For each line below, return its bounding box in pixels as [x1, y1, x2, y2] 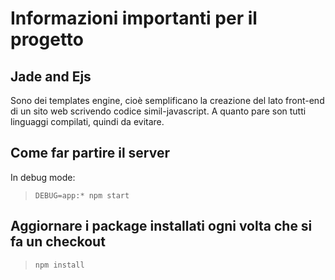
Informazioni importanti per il [10, 7, 258, 30]
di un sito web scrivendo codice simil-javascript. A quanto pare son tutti [10, 105, 307, 117]
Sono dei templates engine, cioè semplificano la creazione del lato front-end [10, 95, 325, 106]
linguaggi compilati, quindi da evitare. [10, 116, 165, 127]
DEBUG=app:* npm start [34, 190, 130, 201]
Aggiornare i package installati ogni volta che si [10, 218, 313, 235]
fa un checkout [10, 233, 106, 251]
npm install [34, 260, 85, 270]
